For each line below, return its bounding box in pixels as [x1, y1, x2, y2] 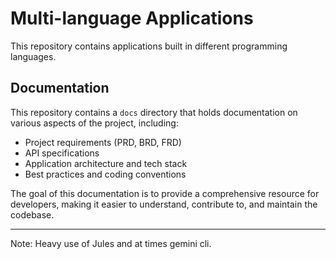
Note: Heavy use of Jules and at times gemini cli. [10, 237, 212, 249]
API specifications [24, 147, 100, 159]
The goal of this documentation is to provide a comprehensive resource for [10, 187, 320, 199]
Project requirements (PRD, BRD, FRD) [24, 136, 182, 148]
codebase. [10, 208, 55, 221]
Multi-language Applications [10, 7, 254, 30]
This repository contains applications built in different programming [10, 40, 288, 52]
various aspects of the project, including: [10, 117, 179, 129]
